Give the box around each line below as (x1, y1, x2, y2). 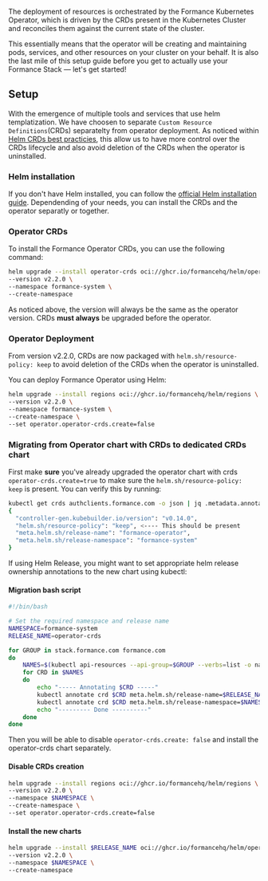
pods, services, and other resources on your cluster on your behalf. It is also (8, 48, 259, 57)
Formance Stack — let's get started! (8, 65, 127, 74)
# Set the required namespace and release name (8, 617, 170, 625)
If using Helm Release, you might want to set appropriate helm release (8, 558, 239, 568)
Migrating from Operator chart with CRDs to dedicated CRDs (8, 439, 247, 450)
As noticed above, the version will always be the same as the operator (8, 305, 238, 314)
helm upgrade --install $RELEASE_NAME (8, 844, 137, 852)
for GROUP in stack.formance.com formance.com (8, 646, 166, 655)
